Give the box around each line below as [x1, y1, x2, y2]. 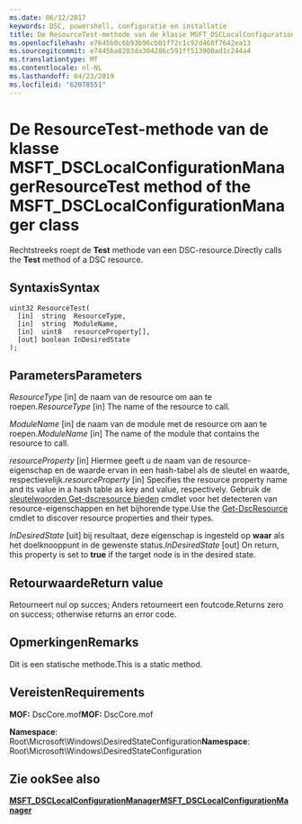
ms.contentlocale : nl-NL [9, 64, 102, 73]
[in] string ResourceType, [17, 312, 127, 321]
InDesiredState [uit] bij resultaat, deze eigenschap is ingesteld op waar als [9, 530, 285, 541]
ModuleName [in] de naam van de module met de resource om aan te [9, 419, 268, 430]
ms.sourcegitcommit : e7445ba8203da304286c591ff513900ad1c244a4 [9, 47, 252, 56]
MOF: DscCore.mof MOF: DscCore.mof [9, 709, 154, 720]
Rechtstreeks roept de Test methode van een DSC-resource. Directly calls [9, 244, 282, 255]
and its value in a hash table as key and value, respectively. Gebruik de [9, 484, 271, 495]
